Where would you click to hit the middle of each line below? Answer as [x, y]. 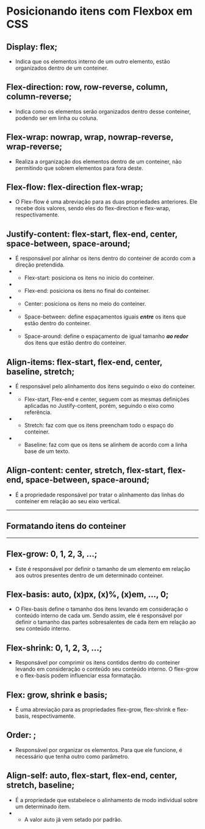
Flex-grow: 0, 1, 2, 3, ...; [52, 554]
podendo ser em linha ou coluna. [56, 118]
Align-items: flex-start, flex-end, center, [85, 362]
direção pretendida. [40, 265]
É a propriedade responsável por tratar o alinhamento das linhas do [100, 495]
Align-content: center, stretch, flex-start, [86, 470]
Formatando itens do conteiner [66, 526]
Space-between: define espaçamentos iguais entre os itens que [105, 317]
